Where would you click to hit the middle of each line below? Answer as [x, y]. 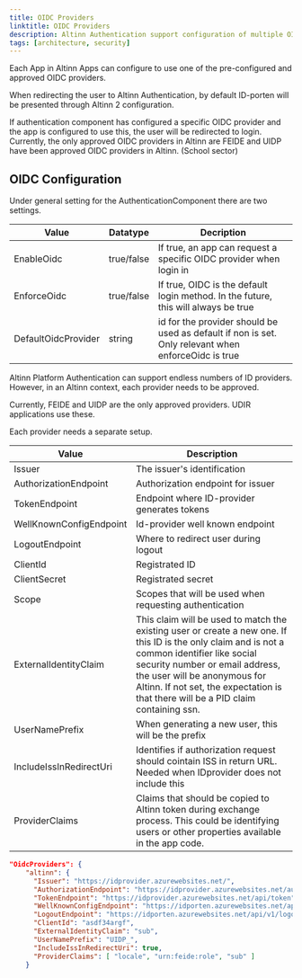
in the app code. [170, 843]
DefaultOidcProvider [57, 339]
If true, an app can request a [218, 248]
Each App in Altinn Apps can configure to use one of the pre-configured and [151, 68]
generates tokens [173, 510]
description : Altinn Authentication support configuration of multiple [146, 34]
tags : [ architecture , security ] [70, 43]
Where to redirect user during [198, 538]
